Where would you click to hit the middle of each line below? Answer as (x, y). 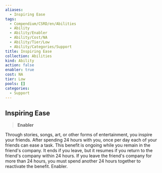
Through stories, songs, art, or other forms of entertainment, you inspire (79, 135)
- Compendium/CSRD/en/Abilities (43, 24)
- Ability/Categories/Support (41, 47)
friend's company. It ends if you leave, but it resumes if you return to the (79, 151)
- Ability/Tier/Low (30, 42)
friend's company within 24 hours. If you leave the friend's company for (79, 156)
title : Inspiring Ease (28, 51)
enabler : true (20, 70)
